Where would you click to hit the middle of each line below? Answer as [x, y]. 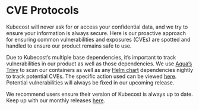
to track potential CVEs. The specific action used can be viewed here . [91, 76]
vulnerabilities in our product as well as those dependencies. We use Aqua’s [99, 64]
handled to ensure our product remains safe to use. [69, 46]
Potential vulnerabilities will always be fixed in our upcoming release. [90, 82]
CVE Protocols [42, 10]
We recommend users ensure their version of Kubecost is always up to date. [99, 94]
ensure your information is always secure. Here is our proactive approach [96, 33]
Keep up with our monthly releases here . [56, 100]
